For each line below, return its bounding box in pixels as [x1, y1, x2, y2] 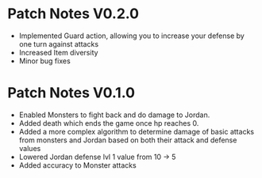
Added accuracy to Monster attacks [18, 160, 137, 170]
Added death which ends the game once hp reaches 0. [18, 118, 199, 127]
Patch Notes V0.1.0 [7, 84, 136, 102]
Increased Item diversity [18, 47, 98, 57]
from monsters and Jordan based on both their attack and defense [18, 135, 237, 145]
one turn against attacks [18, 39, 99, 48]
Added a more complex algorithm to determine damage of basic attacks [18, 127, 255, 136]
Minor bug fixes [18, 56, 71, 66]
